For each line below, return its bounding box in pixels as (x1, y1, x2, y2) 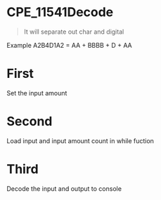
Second (6, 114, 53, 130)
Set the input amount (6, 88, 67, 97)
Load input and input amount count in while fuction (6, 136, 154, 145)
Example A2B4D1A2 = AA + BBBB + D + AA (6, 41, 132, 49)
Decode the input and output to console (6, 184, 122, 193)
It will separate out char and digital (23, 27, 124, 36)
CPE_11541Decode (6, 4, 114, 20)
